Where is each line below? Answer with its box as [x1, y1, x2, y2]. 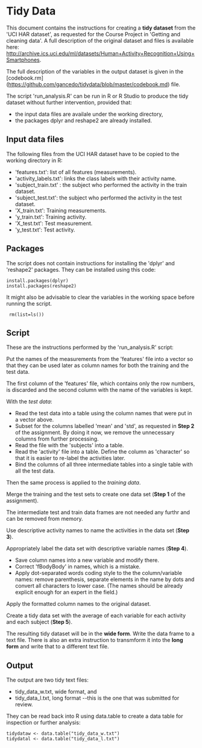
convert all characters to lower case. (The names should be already [14, 582, 183, 589]
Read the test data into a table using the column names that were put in [14, 410, 192, 417]
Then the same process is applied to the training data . [6, 479, 141, 486]
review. [14, 701, 33, 708]
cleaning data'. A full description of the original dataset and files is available [6, 37, 194, 44]
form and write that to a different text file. [6, 643, 110, 650]
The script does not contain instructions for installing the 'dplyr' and [6, 259, 175, 266]
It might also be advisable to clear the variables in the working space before [6, 294, 195, 301]
